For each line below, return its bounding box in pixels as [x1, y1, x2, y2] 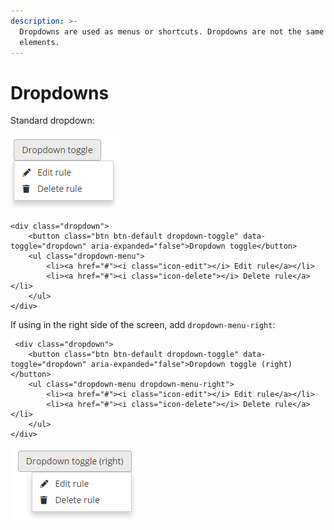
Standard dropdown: [10, 115, 95, 127]
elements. [19, 37, 60, 47]
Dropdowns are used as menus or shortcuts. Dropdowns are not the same [19, 26, 325, 37]
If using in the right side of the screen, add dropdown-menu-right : [10, 319, 276, 331]
